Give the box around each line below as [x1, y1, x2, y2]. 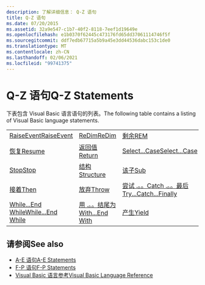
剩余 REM [122, 132, 148, 140]
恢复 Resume [9, 147, 45, 156]
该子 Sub [122, 166, 146, 175]
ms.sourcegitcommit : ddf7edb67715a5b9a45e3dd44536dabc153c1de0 [6, 37, 171, 44]
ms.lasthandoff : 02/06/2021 [6, 55, 78, 61]
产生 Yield [122, 208, 149, 217]
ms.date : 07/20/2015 [6, 20, 59, 26]
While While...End [9, 208, 58, 216]
